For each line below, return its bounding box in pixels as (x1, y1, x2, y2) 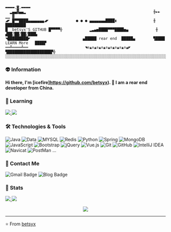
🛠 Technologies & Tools (5, 123, 66, 130)
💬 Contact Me (5, 160, 40, 167)
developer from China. (5, 85, 54, 91)
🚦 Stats (5, 184, 23, 191)
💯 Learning (5, 97, 33, 105)
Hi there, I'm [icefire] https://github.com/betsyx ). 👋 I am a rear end (5, 80, 148, 86)
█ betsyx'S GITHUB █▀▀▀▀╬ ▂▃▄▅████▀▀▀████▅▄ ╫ (5, 27, 158, 32)
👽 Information (5, 66, 41, 73)
